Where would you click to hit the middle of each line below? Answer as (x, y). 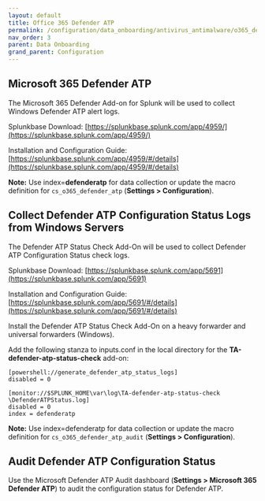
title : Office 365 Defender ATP (61, 23)
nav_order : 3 (30, 37)
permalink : (26, 30)
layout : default (35, 15)
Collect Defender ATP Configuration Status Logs (130, 215)
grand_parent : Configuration (56, 52)
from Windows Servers (66, 228)
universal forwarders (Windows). (62, 334)
